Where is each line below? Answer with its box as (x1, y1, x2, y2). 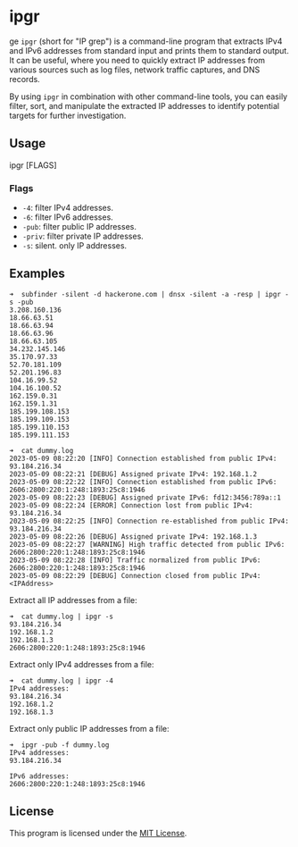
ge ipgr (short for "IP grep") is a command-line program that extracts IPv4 (9, 36, 283, 46)
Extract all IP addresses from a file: (9, 594, 138, 605)
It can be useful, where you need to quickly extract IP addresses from (9, 55, 266, 65)
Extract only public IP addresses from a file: (9, 723, 170, 734)
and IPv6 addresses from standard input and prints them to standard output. (9, 45, 290, 55)
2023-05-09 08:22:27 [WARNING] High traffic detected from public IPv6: (9, 540, 286, 549)
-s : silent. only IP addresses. (21, 240, 128, 251)
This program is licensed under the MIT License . (9, 827, 187, 838)
